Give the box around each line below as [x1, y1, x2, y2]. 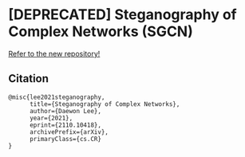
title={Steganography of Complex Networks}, [29, 100, 180, 108]
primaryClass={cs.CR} [29, 135, 102, 143]
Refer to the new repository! [8, 49, 101, 58]
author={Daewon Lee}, [29, 107, 102, 115]
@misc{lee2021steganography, [8, 93, 105, 101]
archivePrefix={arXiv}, [29, 128, 109, 136]
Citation [8, 72, 49, 85]
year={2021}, [29, 114, 73, 122]
